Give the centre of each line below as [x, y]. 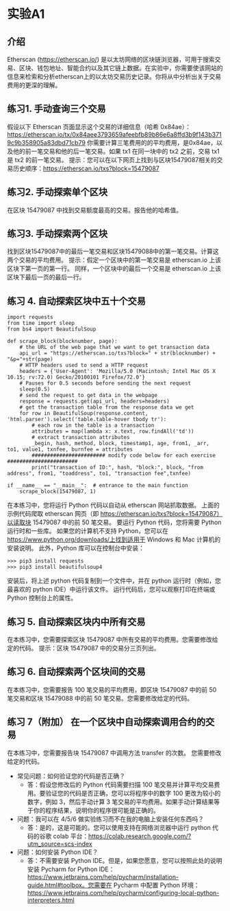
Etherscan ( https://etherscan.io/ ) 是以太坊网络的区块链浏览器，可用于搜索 [111, 59]
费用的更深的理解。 [34, 85]
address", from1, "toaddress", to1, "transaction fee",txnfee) [99, 474]
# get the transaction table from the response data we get [107, 407]
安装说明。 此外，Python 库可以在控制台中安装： [76, 548]
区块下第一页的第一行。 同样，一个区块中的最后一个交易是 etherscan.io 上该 [114, 269]
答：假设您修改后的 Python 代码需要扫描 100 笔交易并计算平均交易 [120, 785]
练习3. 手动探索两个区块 [57, 234]
